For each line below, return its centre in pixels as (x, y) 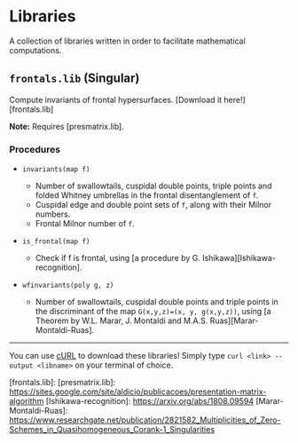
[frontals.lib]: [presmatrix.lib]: (63, 383)
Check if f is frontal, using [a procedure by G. (118, 258)
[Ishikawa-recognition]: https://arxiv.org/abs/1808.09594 (150, 401)
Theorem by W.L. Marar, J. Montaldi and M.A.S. (122, 320)
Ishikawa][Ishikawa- (239, 258)
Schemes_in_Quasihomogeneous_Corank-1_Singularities (112, 430)
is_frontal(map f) (56, 241)
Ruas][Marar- (234, 320)
